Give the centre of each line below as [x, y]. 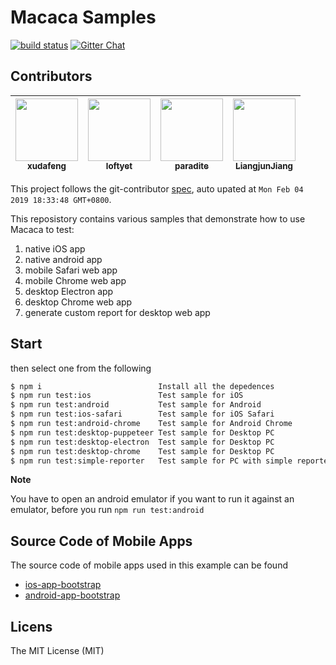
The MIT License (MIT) [57, 651]
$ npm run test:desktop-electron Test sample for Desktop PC [142, 442]
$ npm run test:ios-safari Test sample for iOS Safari [142, 414]
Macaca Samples [83, 17]
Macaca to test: [42, 229]
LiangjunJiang [264, 165]
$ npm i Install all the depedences [142, 386]
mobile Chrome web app [75, 280]
